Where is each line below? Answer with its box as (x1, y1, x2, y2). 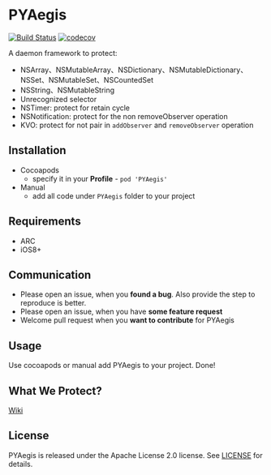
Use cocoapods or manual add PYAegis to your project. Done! (8, 361, 216, 370)
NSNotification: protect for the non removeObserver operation (19, 111, 229, 121)
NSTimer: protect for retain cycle (19, 103, 131, 113)
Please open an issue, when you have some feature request (19, 306, 223, 317)
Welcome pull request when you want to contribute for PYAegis (19, 315, 235, 325)
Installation (8, 143, 67, 157)
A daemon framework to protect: (8, 48, 118, 58)
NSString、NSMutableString (19, 85, 115, 95)
